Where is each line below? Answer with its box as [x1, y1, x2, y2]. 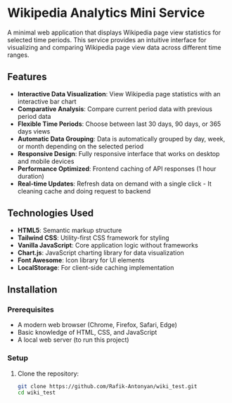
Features [7, 71, 47, 83]
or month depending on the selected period [17, 142, 144, 151]
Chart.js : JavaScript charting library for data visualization [17, 248, 184, 257]
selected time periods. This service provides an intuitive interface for [7, 35, 207, 44]
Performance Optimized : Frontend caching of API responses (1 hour [17, 164, 217, 173]
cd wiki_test [17, 389, 56, 397]
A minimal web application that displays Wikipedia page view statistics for [7, 28, 221, 37]
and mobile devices [17, 157, 75, 165]
